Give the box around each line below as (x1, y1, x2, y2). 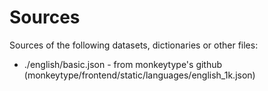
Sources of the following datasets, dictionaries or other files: (9, 39, 259, 51)
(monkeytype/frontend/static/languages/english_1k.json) (23, 69, 256, 81)
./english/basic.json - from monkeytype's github (23, 58, 223, 70)
